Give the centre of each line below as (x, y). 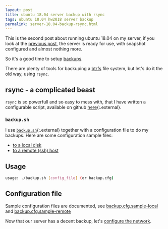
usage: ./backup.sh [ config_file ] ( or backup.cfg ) (60, 178)
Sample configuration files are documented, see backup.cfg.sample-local (81, 206)
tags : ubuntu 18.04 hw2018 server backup (49, 19)
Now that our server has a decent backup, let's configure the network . (78, 221)
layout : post (19, 10)
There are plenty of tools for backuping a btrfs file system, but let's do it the (84, 69)
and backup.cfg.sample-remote (38, 211)
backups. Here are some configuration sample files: (59, 135)
